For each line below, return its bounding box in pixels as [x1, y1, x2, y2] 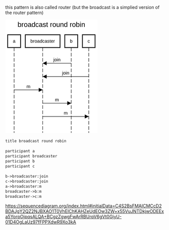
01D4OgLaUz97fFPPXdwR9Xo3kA [5, 219, 77, 225]
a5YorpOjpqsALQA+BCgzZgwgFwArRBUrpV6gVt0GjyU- [5, 214, 122, 219]
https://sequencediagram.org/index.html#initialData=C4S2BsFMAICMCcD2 [5, 203, 162, 209]
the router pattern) [5, 10, 44, 16]
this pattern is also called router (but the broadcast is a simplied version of [5, 5, 160, 10]
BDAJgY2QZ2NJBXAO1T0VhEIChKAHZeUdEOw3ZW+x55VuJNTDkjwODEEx [5, 208, 164, 214]
